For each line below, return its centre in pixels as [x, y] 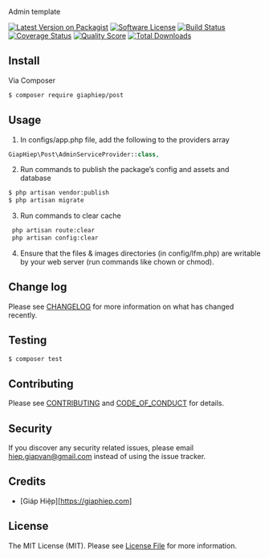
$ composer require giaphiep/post [66, 95]
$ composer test [35, 359]
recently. [23, 315]
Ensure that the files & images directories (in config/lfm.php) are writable [140, 253]
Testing [28, 341]
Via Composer [32, 80]
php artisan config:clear [55, 238]
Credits [27, 482]
